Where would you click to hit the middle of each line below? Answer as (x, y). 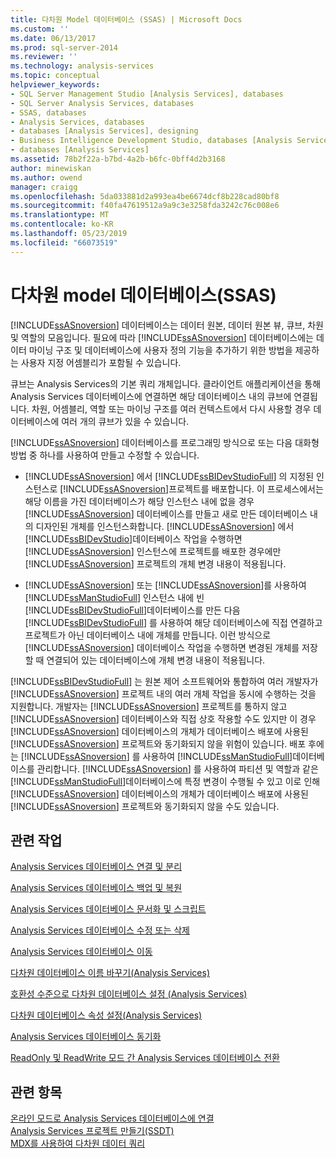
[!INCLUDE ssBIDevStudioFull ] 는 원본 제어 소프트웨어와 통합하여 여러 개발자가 (164, 681)
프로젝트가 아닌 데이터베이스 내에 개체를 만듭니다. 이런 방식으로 (148, 635)
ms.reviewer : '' (44, 57)
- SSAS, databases (48, 112)
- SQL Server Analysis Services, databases (102, 103)
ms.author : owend (46, 177)
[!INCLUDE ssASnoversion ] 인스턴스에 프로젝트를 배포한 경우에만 (153, 551)
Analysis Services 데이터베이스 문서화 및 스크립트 (108, 909)
